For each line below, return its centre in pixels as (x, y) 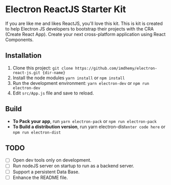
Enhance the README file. (40, 177)
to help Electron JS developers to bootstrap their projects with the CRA (80, 28)
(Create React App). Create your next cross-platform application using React (85, 34)
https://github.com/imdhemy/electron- (116, 68)
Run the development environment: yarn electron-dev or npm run (81, 83)
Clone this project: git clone (43, 68)
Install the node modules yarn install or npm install (69, 78)
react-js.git (26, 73)
